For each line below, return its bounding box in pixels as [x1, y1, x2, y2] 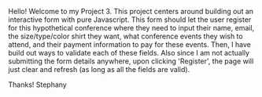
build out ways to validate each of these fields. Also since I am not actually [8, 48, 250, 57]
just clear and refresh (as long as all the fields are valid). [8, 65, 190, 74]
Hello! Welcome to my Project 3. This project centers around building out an [8, 7, 254, 16]
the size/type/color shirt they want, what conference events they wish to [8, 31, 243, 41]
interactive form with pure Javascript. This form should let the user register [8, 15, 252, 24]
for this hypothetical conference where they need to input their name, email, [8, 23, 255, 32]
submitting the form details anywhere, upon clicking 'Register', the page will [8, 56, 254, 66]
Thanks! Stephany [8, 80, 67, 89]
